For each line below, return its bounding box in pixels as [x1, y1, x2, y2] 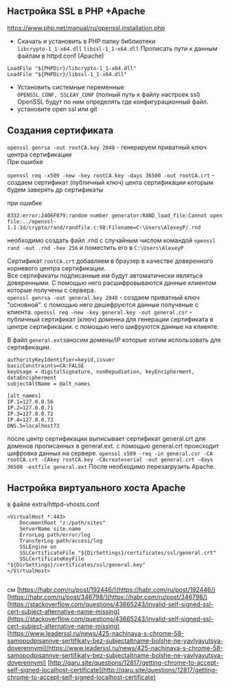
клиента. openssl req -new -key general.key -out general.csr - [7, 308, 193, 316]
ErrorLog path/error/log [19, 531, 91, 538]
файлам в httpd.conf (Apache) [16, 51, 104, 60]
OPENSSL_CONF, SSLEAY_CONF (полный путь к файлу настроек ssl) [16, 90, 200, 98]
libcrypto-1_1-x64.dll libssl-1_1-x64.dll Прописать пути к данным [16, 44, 218, 52]
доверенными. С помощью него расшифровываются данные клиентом [7, 278, 217, 287]
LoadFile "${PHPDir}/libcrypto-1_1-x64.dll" [7, 65, 137, 71]
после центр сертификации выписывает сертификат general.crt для [7, 434, 206, 442]
